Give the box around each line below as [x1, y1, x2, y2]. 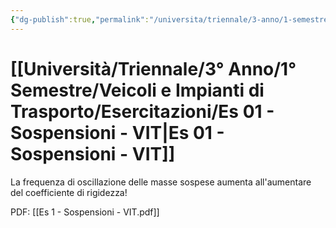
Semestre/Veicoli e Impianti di [10, 79, 265, 101]
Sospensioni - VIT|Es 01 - [10, 121, 225, 144]
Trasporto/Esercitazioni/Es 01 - [10, 100, 275, 123]
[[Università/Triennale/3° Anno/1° [10, 57, 297, 80]
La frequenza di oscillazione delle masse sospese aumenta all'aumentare [10, 176, 312, 188]
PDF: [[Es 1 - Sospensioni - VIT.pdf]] [10, 206, 160, 218]
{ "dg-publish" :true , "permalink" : [10, 14, 150, 25]
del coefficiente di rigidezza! [10, 186, 128, 198]
